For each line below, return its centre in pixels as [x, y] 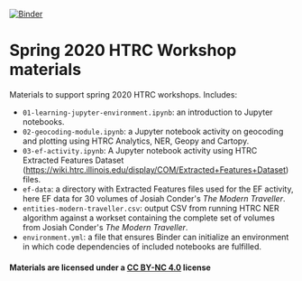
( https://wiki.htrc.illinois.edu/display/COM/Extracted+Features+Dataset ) [156, 169]
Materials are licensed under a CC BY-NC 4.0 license [110, 267]
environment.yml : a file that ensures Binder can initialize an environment [156, 237]
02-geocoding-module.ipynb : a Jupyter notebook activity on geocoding [153, 131]
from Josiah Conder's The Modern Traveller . [105, 227]
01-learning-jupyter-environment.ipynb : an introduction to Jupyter [147, 112]
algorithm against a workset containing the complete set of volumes [148, 218]
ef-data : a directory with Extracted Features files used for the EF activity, [158, 189]
